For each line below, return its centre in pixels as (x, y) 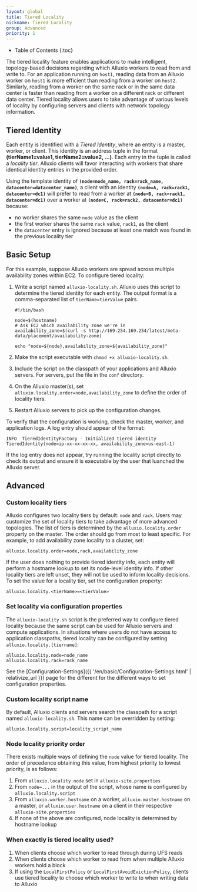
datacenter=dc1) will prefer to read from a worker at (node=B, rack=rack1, (96, 193)
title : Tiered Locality (35, 17)
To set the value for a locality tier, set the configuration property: (84, 581)
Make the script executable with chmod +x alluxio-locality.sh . (92, 357)
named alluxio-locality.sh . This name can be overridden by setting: (91, 718)
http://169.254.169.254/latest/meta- (135, 331)
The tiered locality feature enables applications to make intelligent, (87, 62)
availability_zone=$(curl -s (50, 331)
